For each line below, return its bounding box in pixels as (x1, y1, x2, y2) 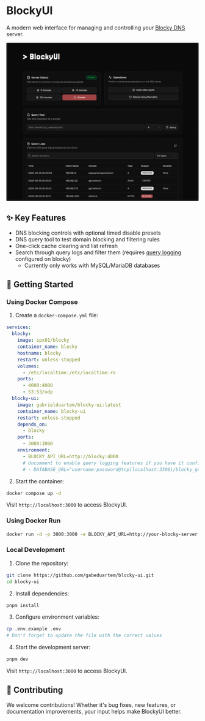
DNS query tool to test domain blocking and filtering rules (15, 235, 160, 243)
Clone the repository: (15, 559, 69, 567)
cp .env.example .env (6, 626, 62, 632)
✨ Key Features (6, 213, 66, 224)
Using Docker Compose (6, 298, 78, 306)
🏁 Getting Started (6, 279, 74, 290)
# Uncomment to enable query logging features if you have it (22, 460, 184, 466)
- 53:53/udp (22, 389, 53, 395)
